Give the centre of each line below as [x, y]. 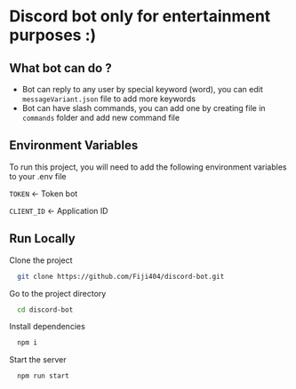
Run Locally [42, 238]
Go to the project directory [58, 293]
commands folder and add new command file [101, 118]
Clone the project [41, 260]
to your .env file [38, 176]
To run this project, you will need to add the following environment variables [148, 167]
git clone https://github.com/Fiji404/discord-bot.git [121, 276]
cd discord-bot [45, 310]
